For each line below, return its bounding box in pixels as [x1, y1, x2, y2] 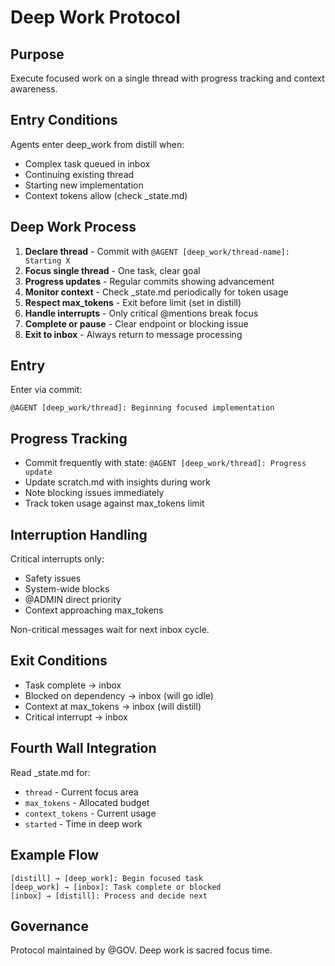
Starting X [24, 256, 71, 266]
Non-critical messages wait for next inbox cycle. [10, 624, 210, 636]
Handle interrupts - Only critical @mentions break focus [24, 307, 259, 319]
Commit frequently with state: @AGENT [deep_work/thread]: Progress [24, 457, 307, 469]
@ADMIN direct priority [24, 594, 122, 606]
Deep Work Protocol [10, 6, 181, 29]
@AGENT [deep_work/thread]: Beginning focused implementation [10, 403, 275, 413]
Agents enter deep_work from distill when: [10, 138, 185, 150]
